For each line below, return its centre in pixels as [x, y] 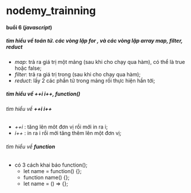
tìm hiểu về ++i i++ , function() [43, 94]
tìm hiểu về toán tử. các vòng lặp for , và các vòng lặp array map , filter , [94, 41]
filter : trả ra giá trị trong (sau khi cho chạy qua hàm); [77, 74]
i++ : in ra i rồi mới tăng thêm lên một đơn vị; [68, 133]
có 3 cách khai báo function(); [51, 165]
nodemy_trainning [51, 11]
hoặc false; [28, 68]
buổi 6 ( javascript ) [29, 27]
